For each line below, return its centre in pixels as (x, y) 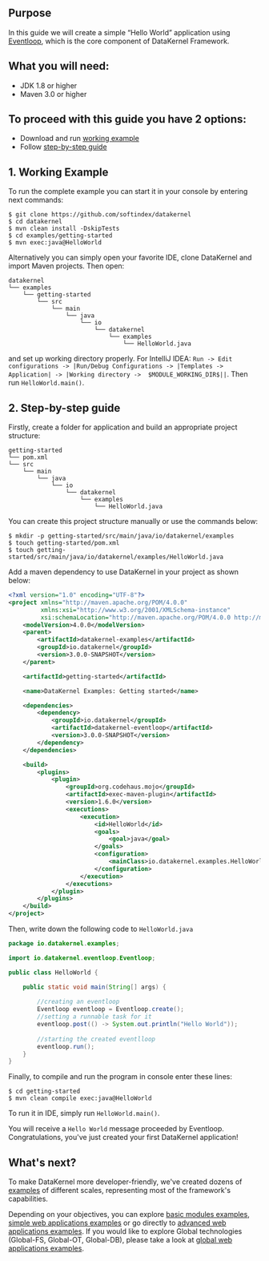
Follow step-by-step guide (63, 147)
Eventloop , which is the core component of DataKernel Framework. (119, 41)
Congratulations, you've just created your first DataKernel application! (123, 1138)
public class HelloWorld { (53, 973)
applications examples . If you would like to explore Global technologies (125, 1231)
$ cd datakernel (35, 222)
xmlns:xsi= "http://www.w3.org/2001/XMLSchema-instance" (135, 610)
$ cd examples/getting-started (60, 236)
